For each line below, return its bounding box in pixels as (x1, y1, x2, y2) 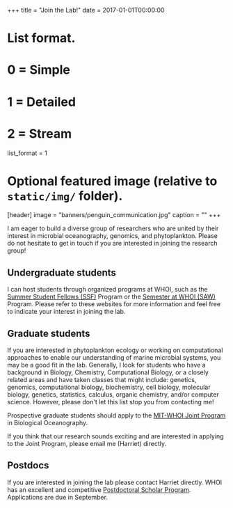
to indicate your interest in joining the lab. (7, 308, 126, 316)
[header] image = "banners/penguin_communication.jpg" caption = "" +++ (7, 211, 221, 219)
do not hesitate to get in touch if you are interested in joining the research (7, 239, 218, 248)
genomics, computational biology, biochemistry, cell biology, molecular (7, 383, 211, 392)
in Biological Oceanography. (7, 419, 88, 427)
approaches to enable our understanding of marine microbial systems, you (7, 354, 221, 362)
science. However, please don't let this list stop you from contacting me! (7, 398, 214, 406)
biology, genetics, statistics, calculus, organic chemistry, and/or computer (7, 390, 219, 399)
